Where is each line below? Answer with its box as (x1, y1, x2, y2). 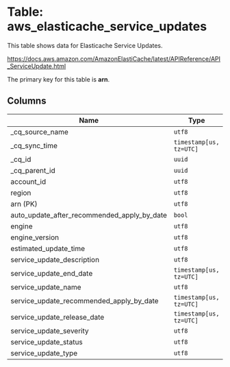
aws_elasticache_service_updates (7, 19, 207, 34)
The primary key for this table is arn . (7, 75, 110, 83)
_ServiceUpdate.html (7, 62, 66, 70)
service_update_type (10, 348, 78, 357)
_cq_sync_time (10, 141, 58, 150)
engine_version (10, 233, 60, 242)
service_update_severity (10, 326, 89, 335)
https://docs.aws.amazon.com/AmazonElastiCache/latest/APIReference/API (7, 54, 221, 62)
